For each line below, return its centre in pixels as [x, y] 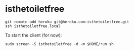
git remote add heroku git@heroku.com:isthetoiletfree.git [67, 22]
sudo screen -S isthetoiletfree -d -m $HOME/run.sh [59, 44]
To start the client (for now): [34, 35]
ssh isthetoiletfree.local [33, 26]
